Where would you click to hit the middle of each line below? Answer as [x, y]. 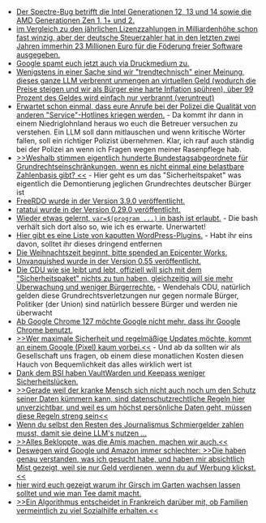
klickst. [244, 468]
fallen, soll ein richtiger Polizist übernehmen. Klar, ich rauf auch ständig [135, 140]
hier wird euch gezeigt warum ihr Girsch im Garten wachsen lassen [128, 485]
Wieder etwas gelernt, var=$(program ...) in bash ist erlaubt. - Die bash [137, 218]
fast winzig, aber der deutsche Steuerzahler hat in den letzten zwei [128, 37]
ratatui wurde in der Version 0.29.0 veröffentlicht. [98, 209]
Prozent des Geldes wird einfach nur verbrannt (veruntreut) [115, 98]
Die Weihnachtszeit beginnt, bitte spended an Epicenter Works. [122, 253]
